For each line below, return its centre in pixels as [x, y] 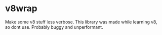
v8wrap [21, 9]
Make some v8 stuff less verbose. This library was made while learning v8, [81, 22]
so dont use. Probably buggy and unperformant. [54, 27]
